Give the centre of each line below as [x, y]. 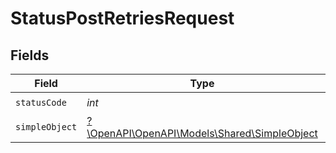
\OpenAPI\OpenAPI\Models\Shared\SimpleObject [202, 133]
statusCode [41, 102]
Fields [30, 55]
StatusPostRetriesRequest [122, 18]
